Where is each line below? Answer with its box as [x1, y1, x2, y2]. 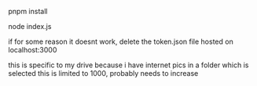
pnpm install [8, 7, 48, 16]
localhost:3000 [8, 45, 57, 54]
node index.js [8, 22, 52, 30]
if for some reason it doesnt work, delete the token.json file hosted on [8, 37, 233, 46]
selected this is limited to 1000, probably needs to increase [8, 69, 199, 77]
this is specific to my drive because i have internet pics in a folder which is [8, 60, 249, 70]
